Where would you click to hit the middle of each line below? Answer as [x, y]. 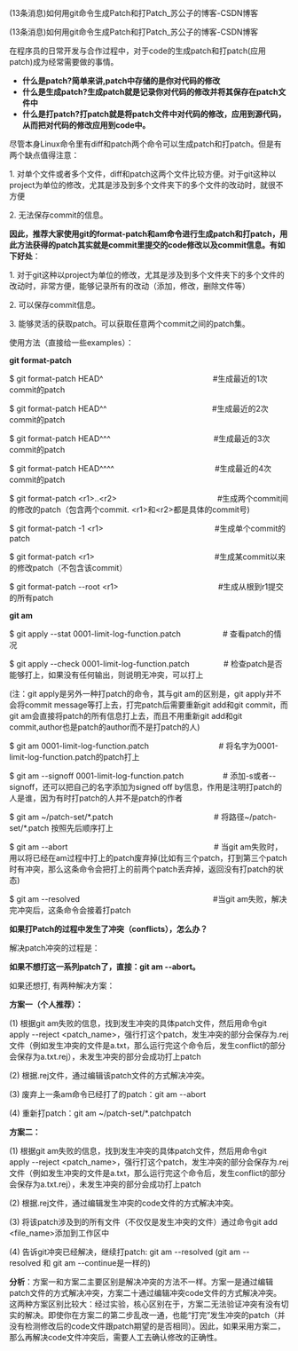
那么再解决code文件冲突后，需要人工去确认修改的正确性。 [116, 1337]
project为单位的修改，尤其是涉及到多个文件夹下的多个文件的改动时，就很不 [146, 185]
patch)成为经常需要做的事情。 [64, 62]
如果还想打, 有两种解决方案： [62, 985]
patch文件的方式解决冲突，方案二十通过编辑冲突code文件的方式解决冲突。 [145, 1293]
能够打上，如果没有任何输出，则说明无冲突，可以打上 [106, 675]
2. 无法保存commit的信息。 [59, 215]
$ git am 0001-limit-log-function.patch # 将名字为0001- [144, 746]
